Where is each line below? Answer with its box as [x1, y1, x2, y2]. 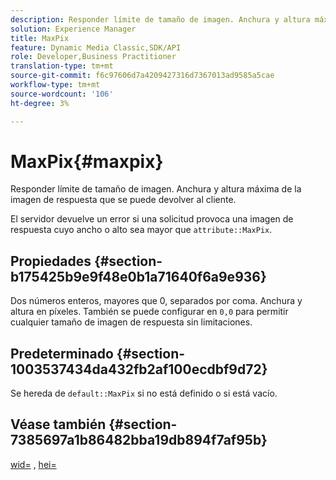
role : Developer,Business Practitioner [10, 52, 177, 62]
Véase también [10, 416, 107, 433]
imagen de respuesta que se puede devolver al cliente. [10, 194, 237, 206]
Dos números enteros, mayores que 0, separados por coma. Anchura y [10, 295, 303, 307]
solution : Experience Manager [10, 24, 137, 34]
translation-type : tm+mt [10, 61, 114, 71]
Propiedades [10, 252, 92, 270]
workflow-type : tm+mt [10, 80, 101, 90]
